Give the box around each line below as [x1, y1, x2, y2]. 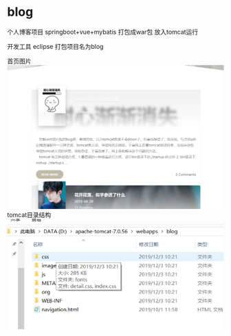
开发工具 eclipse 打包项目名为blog [7, 42, 104, 50]
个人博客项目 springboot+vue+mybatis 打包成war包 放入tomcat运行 [7, 27, 199, 36]
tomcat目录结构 [7, 211, 52, 219]
